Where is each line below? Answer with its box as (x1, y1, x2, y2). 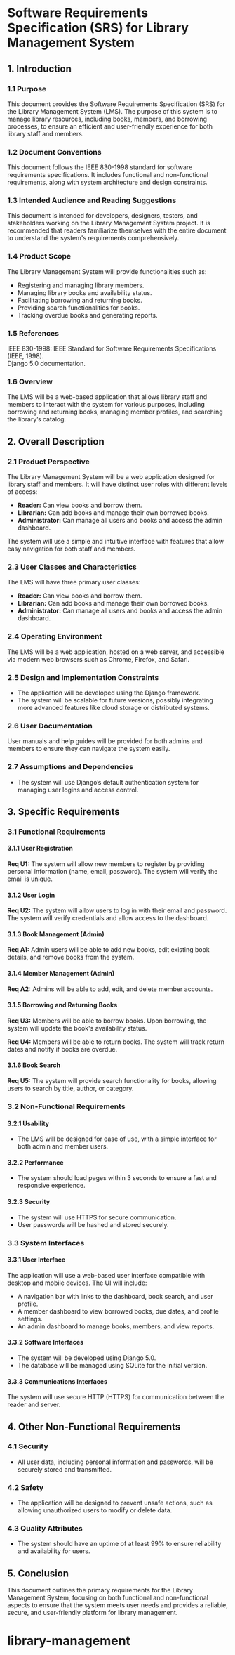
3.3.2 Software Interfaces (7, 1338, 84, 1347)
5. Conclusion (7, 1567, 69, 1579)
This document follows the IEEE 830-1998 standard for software (7, 163, 193, 171)
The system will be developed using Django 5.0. (17, 1354, 156, 1362)
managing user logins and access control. (17, 785, 139, 794)
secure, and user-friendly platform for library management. (7, 1609, 178, 1617)
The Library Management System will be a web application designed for (7, 473, 215, 481)
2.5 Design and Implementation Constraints (7, 672, 159, 682)
